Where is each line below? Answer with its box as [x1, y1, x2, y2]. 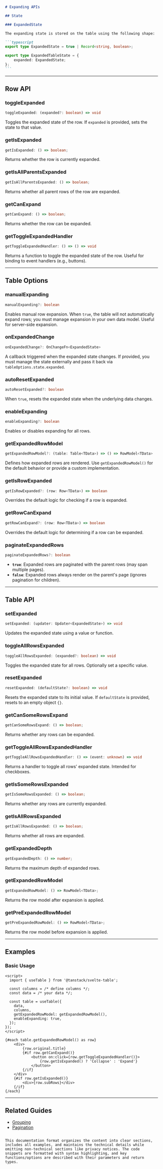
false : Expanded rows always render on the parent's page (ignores [12, 572, 147, 577]
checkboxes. [5, 769, 31, 775]
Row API [5, 85, 31, 93]
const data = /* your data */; [9, 991, 73, 995]
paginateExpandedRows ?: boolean [5, 553, 70, 557]
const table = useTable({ [9, 999, 62, 1004]
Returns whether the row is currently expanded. [5, 157, 101, 162]
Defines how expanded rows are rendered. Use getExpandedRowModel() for [5, 460, 153, 466]
